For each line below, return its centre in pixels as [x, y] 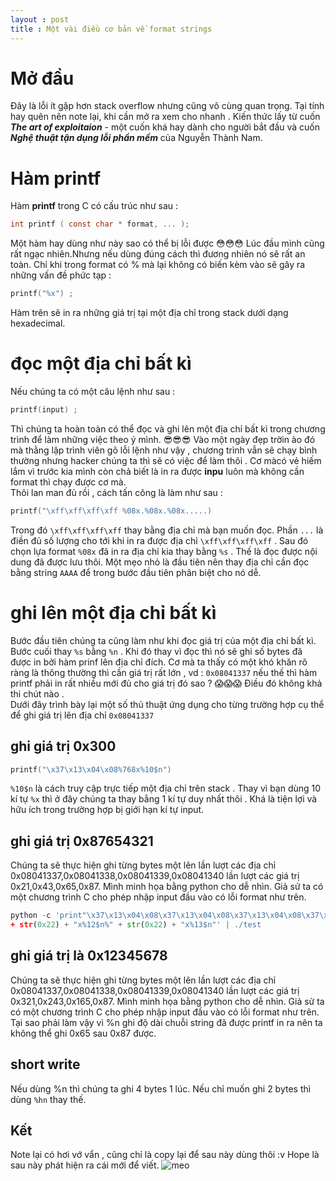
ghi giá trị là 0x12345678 [89, 956]
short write [45, 1064]
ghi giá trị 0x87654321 [82, 841]
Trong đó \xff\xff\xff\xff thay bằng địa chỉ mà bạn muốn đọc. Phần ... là [167, 530]
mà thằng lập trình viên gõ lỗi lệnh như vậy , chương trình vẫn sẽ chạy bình [164, 450]
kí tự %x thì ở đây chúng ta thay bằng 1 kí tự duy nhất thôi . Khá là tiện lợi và [164, 799]
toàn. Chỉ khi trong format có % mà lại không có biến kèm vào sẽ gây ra [158, 265]
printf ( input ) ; [44, 410]
